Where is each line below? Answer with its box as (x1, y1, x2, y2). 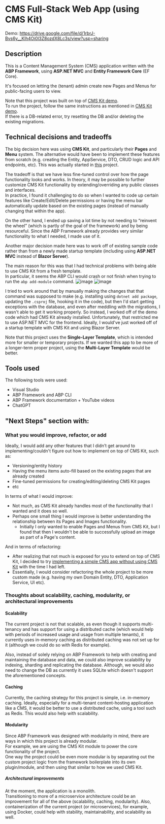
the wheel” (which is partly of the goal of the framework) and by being (5, 223, 148, 229)
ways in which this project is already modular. (5, 738, 98, 744)
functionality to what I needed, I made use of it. (5, 233, 101, 239)
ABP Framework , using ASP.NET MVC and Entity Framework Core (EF (5, 68, 150, 74)
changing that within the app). (5, 208, 66, 214)
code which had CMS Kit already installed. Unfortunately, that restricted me (5, 314, 159, 320)
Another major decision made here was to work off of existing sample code (5, 242, 158, 248)
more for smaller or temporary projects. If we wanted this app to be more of (5, 339, 159, 345)
